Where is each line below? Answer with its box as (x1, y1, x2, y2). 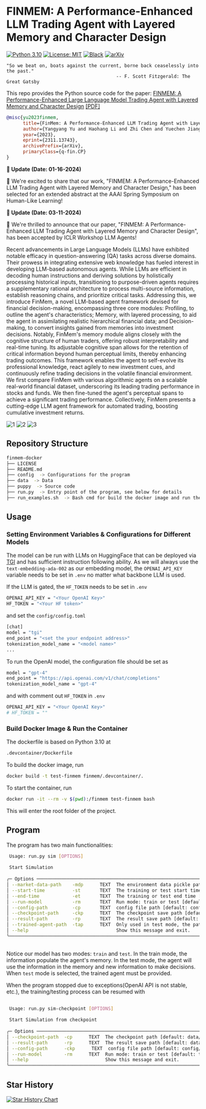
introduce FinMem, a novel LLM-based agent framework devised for (6, 298, 179, 305)
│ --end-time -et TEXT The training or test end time (6, 893, 196, 899)
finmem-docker (6, 454, 43, 461)
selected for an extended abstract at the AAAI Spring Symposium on (6, 190, 180, 198)
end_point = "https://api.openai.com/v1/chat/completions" (6, 675, 161, 682)
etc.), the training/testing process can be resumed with (6, 987, 145, 995)
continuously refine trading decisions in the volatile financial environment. (6, 370, 193, 377)
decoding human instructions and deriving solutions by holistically (6, 271, 174, 279)
